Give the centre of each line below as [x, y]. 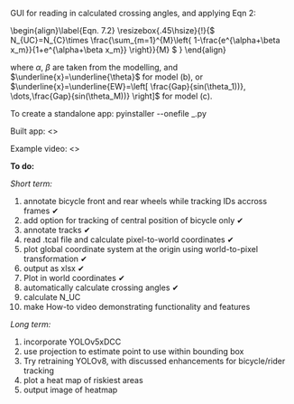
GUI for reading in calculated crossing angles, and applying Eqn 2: [133, 13]
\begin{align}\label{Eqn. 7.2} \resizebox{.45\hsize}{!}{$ [113, 30]
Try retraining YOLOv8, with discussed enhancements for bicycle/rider [154, 361]
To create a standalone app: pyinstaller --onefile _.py [108, 113]
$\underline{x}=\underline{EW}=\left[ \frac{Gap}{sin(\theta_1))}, [128, 86]
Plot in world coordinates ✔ [74, 278]
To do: [23, 166]
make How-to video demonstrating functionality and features [137, 307]
